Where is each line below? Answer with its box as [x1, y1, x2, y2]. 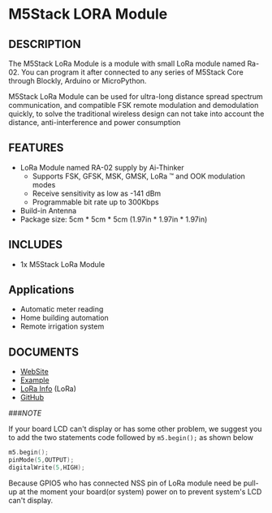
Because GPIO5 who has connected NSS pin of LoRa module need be [8, 478, 242, 488]
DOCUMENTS [8, 345, 80, 359]
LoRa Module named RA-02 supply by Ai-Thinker [19, 162, 184, 172]
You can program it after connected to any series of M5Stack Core [21, 67, 244, 77]
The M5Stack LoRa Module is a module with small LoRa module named [8, 58, 246, 68]
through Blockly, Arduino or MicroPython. [8, 76, 147, 85]
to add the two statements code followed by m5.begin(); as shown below [8, 433, 254, 442]
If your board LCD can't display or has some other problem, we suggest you [8, 424, 262, 434]
